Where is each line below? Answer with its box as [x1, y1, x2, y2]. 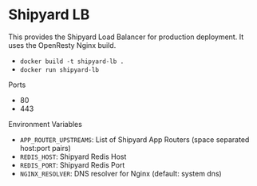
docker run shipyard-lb [19, 65, 100, 73]
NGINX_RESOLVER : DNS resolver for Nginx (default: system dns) [19, 168, 222, 178]
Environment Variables [8, 119, 82, 129]
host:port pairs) [19, 143, 72, 152]
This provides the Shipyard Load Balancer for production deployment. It [8, 32, 244, 42]
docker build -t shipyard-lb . [19, 57, 125, 65]
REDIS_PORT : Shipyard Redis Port [19, 160, 125, 169]
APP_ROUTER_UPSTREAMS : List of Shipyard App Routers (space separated [19, 134, 250, 144]
